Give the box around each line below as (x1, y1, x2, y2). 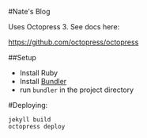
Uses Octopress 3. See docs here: (8, 22, 120, 31)
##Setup (8, 53, 37, 62)
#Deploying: (8, 101, 48, 109)
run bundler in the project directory (19, 85, 134, 94)
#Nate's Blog (8, 7, 51, 16)
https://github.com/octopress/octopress (8, 37, 139, 47)
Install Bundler (19, 77, 67, 86)
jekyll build (8, 116, 51, 124)
